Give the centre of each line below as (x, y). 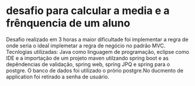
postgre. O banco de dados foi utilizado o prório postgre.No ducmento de (95, 70)
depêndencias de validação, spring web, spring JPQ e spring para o (88, 64)
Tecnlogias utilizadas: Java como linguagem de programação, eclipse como (97, 51)
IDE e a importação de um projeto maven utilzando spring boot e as (87, 58)
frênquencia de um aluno (68, 23)
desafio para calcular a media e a (88, 11)
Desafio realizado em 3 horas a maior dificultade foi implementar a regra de (97, 39)
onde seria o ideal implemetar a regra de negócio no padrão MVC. (86, 46)
